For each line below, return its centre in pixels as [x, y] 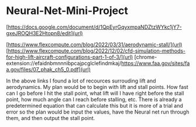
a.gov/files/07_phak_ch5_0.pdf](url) [48, 69]
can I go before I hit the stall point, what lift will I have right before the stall [95, 93]
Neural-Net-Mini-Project [67, 11]
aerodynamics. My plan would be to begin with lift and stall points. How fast [97, 87]
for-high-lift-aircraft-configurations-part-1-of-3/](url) [70, 57]
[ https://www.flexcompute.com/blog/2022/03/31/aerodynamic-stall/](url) [94, 44]
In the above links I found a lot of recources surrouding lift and [81, 81]
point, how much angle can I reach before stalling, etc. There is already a [94, 99]
